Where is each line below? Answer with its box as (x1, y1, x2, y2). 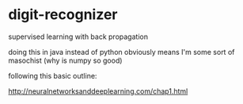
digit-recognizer (8, 6, 118, 24)
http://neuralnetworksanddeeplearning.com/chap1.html (8, 86, 188, 96)
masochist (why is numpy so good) (8, 56, 123, 65)
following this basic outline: (8, 71, 97, 80)
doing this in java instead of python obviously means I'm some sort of (8, 47, 235, 56)
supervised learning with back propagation (8, 32, 149, 41)
